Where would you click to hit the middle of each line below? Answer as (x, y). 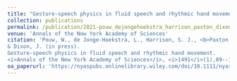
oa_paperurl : (26, 66)
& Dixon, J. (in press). (44, 46)
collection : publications (45, 20)
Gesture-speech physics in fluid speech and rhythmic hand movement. (112, 54)
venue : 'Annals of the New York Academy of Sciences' (88, 33)
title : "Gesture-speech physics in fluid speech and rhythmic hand (109, 14)
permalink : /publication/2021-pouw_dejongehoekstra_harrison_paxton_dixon (120, 27)
